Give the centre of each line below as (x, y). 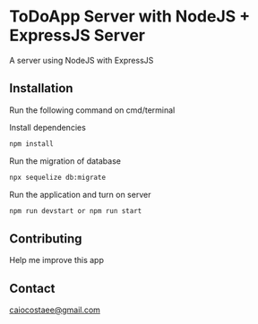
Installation (41, 88)
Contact (32, 288)
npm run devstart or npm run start (76, 211)
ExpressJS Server (77, 35)
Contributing (46, 239)
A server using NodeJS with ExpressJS (82, 60)
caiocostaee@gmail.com (55, 310)
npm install (31, 144)
